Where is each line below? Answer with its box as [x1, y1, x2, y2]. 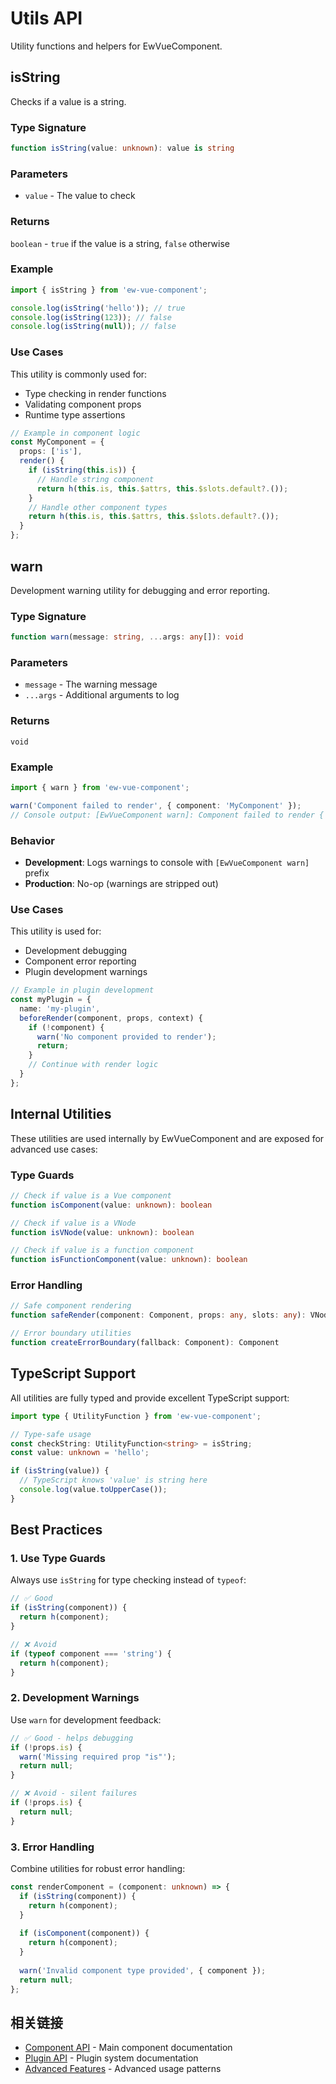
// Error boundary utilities [10, 1328, 132, 1339]
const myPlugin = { [10, 995, 92, 1005]
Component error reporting [24, 955, 137, 967]
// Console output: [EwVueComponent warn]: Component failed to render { [10, 810, 325, 820]
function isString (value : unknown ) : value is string [10, 143, 235, 154]
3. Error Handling [10, 1840, 95, 1854]
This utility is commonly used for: [10, 368, 148, 380]
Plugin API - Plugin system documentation [24, 2052, 199, 2064]
